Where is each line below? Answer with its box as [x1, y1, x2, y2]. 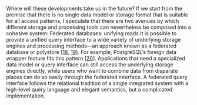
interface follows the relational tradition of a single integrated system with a [6, 80, 189, 87]
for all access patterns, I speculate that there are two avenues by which [6, 18, 179, 24]
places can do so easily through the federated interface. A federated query [6, 73, 188, 80]
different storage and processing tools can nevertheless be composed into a [6, 23, 191, 31]
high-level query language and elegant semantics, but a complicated [6, 86, 172, 93]
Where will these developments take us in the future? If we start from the [6, 5, 183, 12]
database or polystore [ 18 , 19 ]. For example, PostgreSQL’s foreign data [6, 49, 177, 55]
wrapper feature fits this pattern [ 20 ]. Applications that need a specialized [6, 55, 186, 62]
